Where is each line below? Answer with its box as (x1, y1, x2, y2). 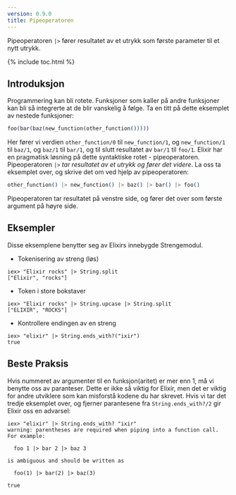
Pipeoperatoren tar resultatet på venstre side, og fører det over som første (7, 195, 223, 203)
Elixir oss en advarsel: (7, 406, 71, 415)
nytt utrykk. (7, 44, 41, 52)
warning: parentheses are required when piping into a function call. (7, 426, 219, 434)
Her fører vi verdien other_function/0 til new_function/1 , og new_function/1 (7, 138, 225, 147)
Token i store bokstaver (17, 286, 86, 295)
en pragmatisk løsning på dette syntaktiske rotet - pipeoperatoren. (7, 153, 200, 161)
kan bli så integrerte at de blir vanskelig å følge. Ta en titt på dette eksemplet (7, 104, 230, 113)
